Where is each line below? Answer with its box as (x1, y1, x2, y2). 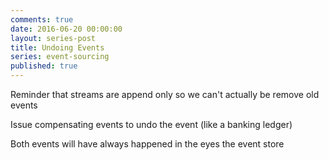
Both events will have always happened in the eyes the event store (10, 138, 285, 150)
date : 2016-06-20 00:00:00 (10, 24, 123, 34)
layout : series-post (10, 33, 97, 43)
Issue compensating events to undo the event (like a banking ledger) (10, 119, 293, 130)
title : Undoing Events (10, 42, 105, 53)
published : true (10, 61, 78, 71)
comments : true (10, 14, 74, 25)
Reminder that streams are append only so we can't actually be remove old (10, 89, 320, 100)
